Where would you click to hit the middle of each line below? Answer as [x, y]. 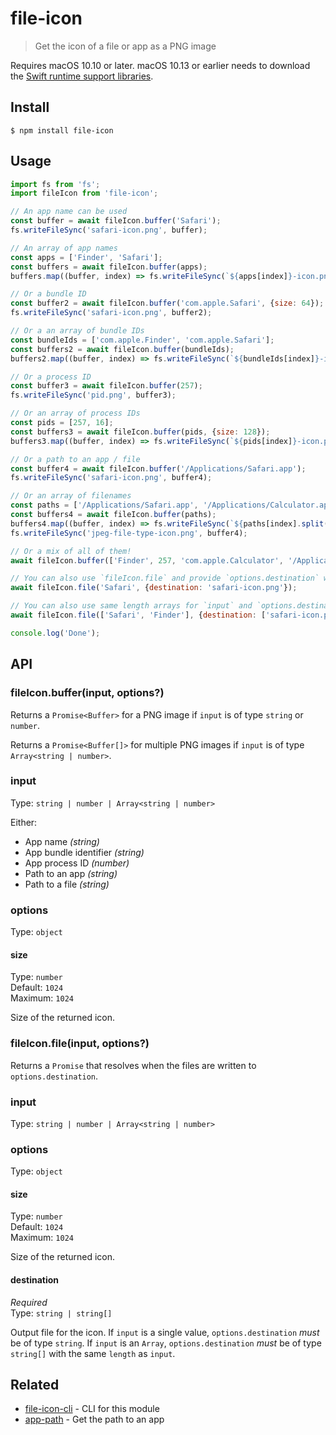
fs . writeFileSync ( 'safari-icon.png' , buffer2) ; [111, 313]
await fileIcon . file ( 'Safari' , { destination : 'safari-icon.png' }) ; [154, 588]
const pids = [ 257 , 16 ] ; [62, 423]
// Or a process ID [51, 377]
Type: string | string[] [61, 1313]
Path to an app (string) [71, 873]
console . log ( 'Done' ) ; [55, 633]
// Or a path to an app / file [75, 459]
